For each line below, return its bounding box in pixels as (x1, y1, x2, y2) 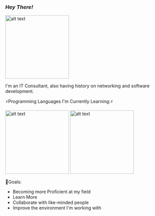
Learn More (12, 194, 37, 200)
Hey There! (5, 4, 34, 11)
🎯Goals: (5, 179, 22, 185)
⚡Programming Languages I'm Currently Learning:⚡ (5, 98, 113, 104)
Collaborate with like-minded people (12, 199, 89, 206)
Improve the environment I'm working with (12, 205, 102, 211)
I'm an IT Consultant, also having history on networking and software (5, 83, 150, 89)
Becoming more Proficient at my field (12, 189, 90, 195)
